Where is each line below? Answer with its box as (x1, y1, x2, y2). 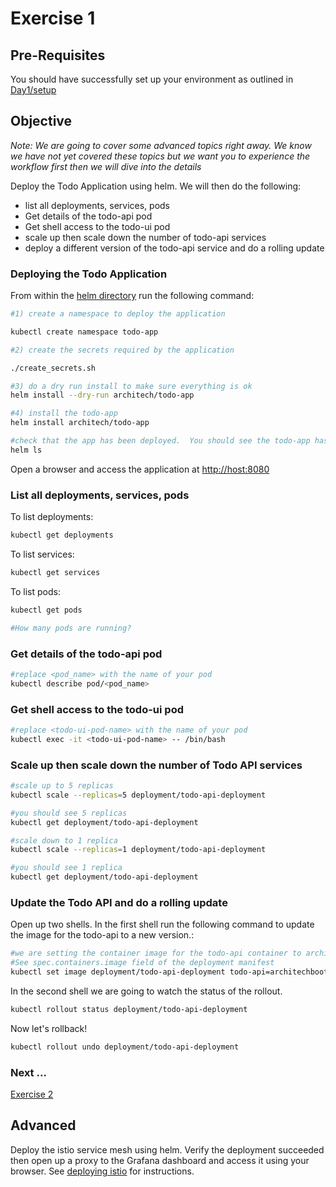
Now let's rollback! (10, 1022, 88, 1034)
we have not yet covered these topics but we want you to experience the (10, 150, 311, 162)
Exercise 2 (10, 1088, 54, 1101)
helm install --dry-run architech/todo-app (10, 390, 195, 401)
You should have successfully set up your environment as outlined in (10, 73, 294, 85)
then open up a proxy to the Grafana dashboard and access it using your (10, 1154, 310, 1166)
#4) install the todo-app (10, 408, 118, 419)
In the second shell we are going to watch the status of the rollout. (10, 985, 283, 997)
